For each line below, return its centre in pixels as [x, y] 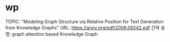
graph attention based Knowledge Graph [55, 34]
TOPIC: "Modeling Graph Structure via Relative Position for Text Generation [84, 22]
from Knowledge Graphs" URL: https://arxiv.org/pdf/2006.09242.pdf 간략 [82, 28]
